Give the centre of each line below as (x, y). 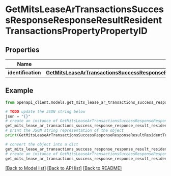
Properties (22, 50)
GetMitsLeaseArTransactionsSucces (85, 9)
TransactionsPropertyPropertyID (76, 31)
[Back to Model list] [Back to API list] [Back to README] (64, 168)
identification (24, 72)
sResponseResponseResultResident (83, 20)
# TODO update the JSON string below (45, 111)
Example (19, 91)
